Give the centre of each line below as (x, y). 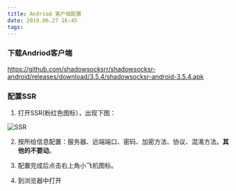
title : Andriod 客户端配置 (44, 14)
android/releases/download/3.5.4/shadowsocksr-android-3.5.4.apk (106, 76)
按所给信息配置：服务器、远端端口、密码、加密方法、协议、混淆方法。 (120, 141)
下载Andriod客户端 (40, 53)
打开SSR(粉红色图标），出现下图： (67, 112)
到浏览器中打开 (39, 180)
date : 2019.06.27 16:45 (43, 21)
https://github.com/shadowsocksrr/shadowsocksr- (82, 69)
